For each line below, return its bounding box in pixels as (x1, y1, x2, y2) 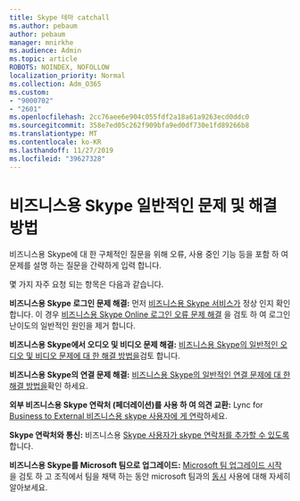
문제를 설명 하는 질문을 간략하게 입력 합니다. (9, 260, 162, 271)
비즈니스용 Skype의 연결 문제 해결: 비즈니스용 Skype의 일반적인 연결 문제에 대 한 (9, 370, 291, 380)
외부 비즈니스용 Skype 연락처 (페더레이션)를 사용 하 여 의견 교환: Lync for (9, 399, 263, 411)
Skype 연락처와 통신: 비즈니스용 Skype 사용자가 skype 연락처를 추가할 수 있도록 (9, 430, 290, 440)
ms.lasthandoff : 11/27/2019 (9, 146, 114, 154)
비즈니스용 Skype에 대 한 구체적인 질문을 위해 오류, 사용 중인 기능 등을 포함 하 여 (9, 249, 288, 260)
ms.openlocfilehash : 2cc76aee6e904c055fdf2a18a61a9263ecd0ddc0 (9, 113, 250, 121)
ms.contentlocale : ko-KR (9, 138, 102, 146)
